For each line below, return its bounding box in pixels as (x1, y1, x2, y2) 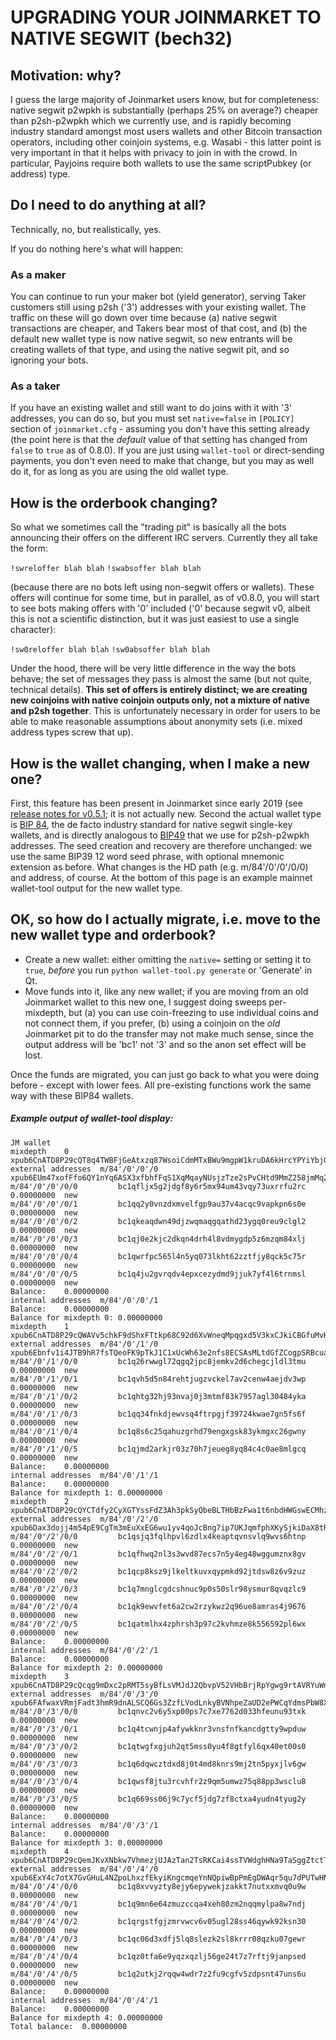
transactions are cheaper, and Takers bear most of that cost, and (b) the (10, 322, 308, 335)
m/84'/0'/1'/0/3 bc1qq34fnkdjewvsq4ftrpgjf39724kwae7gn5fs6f (10, 1409, 307, 1419)
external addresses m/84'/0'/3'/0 (10, 1689, 159, 1699)
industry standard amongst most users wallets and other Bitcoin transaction (10, 126, 323, 137)
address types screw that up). (10, 726, 134, 738)
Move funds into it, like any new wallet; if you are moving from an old (24, 985, 309, 997)
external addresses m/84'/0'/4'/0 (10, 1864, 159, 1874)
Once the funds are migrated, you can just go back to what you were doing (10, 1068, 320, 1080)
